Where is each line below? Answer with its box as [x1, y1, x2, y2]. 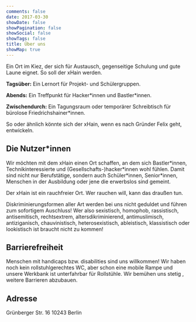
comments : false [6, 8, 46, 15]
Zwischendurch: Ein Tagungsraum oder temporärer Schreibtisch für [6, 103, 171, 110]
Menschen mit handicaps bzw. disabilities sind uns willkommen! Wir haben [6, 258, 186, 265]
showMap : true [6, 47, 41, 53]
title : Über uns [6, 42, 46, 47]
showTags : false [6, 36, 46, 42]
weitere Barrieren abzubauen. [6, 276, 78, 284]
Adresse [6, 293, 38, 303]
